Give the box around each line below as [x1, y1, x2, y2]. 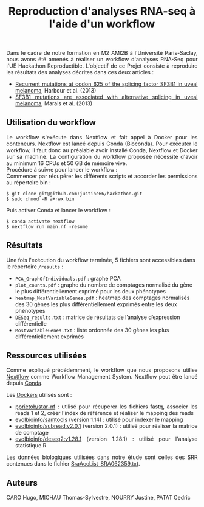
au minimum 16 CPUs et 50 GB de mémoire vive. [6, 159, 127, 167]
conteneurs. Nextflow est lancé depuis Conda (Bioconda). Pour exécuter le [6, 140, 198, 147]
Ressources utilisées [6, 350, 87, 360]
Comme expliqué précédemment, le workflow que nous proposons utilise [6, 366, 198, 374]
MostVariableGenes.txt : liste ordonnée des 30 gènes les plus [15, 326, 169, 334]
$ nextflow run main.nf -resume [6, 223, 88, 229]
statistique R [15, 442, 47, 449]
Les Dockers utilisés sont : [6, 391, 72, 399]
